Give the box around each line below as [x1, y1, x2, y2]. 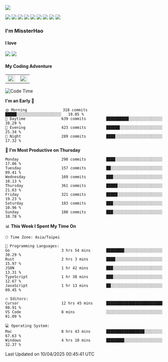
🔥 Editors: [5, 297, 29, 302]
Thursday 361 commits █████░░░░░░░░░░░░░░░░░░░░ [5, 184, 163, 189]
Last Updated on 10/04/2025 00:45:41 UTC [5, 351, 95, 357]
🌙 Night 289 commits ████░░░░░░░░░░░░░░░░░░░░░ [5, 134, 163, 139]
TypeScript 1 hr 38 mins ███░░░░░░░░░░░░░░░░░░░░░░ [5, 275, 163, 280]
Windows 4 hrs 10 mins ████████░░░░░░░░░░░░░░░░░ [5, 338, 163, 343]
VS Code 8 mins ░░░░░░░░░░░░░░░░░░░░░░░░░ [5, 310, 163, 315]
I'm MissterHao [5, 27, 44, 34]
